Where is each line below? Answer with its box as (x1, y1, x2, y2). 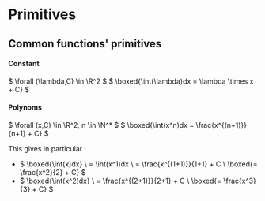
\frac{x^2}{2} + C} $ (19, 167, 86, 177)
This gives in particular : (8, 143, 87, 153)
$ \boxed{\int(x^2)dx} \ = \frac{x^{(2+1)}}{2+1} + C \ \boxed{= (19, 176, 221, 185)
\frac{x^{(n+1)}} (195, 120, 248, 129)
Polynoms (8, 102, 42, 112)
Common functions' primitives (8, 37, 162, 50)
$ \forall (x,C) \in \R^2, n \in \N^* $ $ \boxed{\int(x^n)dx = (8, 120, 195, 129)
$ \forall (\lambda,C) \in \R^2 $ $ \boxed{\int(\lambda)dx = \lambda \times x (8, 76, 254, 86)
